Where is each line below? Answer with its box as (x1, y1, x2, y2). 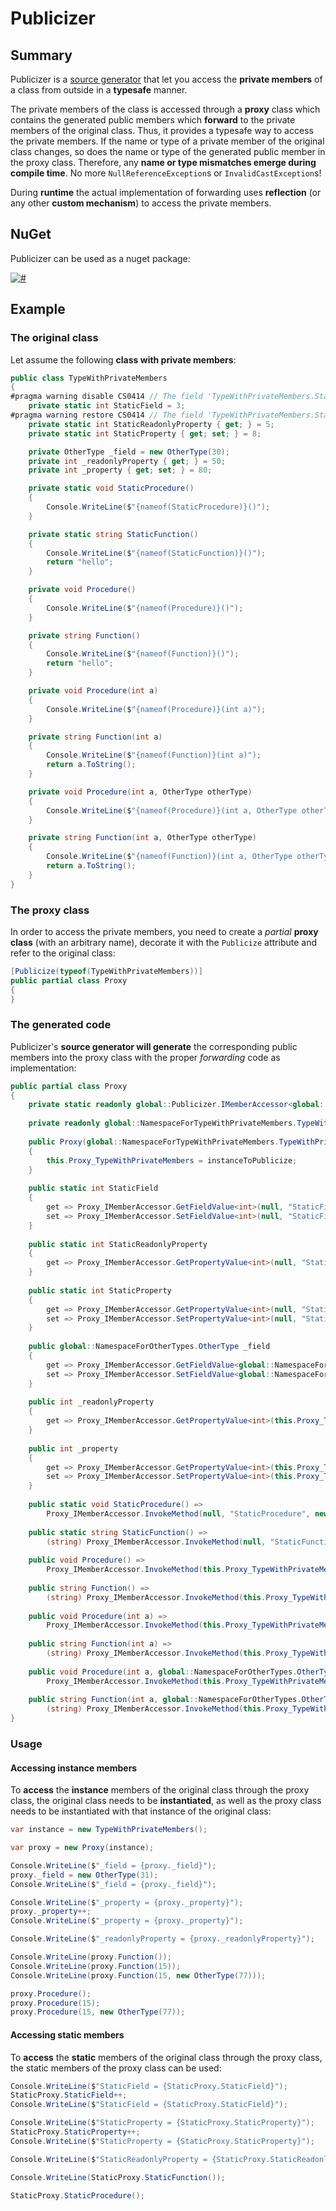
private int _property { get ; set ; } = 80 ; (28, 465, 213, 476)
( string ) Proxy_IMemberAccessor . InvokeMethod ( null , (46, 1537, 267, 1547)
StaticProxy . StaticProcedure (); (10, 2190, 145, 2201)
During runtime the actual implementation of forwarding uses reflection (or (10, 187, 322, 198)
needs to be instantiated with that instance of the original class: (10, 1805, 272, 1817)
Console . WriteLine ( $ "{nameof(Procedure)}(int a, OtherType (46, 805, 298, 816)
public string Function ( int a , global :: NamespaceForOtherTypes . (28, 1695, 302, 1705)
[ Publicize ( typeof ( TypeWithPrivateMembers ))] (10, 966, 203, 976)
